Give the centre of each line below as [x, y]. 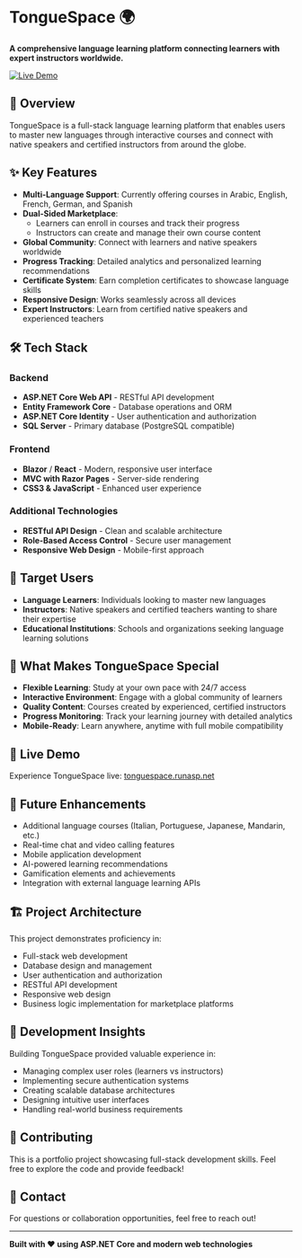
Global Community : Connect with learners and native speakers [140, 242]
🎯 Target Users [52, 578]
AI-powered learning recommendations [95, 864]
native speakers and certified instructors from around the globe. [128, 144]
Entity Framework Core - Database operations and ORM [127, 407]
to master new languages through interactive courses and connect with [142, 135]
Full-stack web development [75, 956]
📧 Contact [38, 1196]
